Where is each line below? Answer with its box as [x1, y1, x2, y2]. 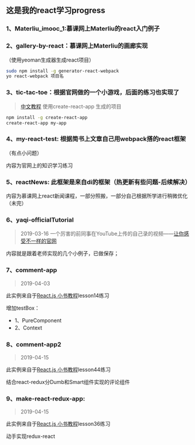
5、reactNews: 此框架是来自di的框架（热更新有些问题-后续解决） [6, 178, 191, 186]
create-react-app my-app [6, 120, 67, 126]
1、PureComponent [14, 317, 62, 324]
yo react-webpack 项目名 [6, 73, 64, 79]
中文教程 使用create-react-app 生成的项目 [20, 103, 122, 110]
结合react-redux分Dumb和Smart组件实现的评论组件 [6, 378, 131, 385]
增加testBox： [6, 304, 40, 311]
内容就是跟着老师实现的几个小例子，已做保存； [6, 250, 119, 257]
